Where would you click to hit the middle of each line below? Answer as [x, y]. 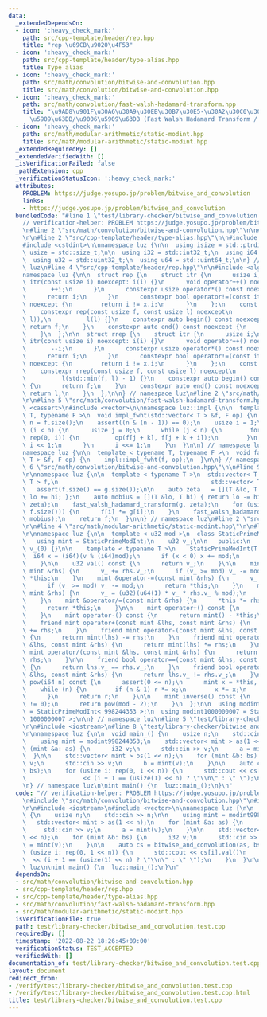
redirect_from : [33, 978]
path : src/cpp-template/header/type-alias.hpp [101, 61]
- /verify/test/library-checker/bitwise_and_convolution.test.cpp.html [129, 993]
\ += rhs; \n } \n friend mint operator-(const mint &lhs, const [140, 630]
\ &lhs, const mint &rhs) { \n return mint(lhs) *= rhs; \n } [138, 645]
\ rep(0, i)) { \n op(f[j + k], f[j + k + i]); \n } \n [140, 438]
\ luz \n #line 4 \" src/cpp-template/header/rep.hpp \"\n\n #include [133, 268]
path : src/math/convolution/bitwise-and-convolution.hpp [119, 82]
